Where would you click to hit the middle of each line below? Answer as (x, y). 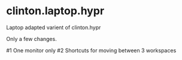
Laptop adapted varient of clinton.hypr (54, 27)
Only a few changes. (31, 39)
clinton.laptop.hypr (55, 11)
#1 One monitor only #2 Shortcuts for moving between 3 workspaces (91, 50)
